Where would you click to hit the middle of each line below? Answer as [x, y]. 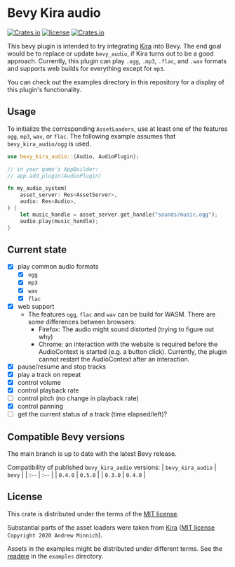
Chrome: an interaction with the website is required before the [128, 344]
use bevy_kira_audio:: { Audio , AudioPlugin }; [73, 156]
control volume [39, 382]
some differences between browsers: [82, 321]
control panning [40, 406]
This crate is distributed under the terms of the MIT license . [93, 514]
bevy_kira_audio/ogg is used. [49, 144]
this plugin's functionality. [45, 89]
